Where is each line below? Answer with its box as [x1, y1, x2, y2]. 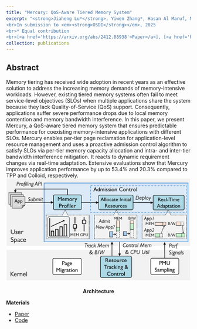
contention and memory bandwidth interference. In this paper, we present [6, 116, 185, 123]
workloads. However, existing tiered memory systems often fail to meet [6, 91, 178, 98]
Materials [6, 299, 30, 306]
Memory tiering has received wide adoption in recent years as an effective [6, 78, 186, 85]
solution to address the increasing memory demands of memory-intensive [6, 84, 185, 91]
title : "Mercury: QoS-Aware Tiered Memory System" [6, 9, 133, 15]
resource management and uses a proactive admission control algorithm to [6, 141, 188, 148]
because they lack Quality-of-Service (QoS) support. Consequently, [6, 103, 170, 110]
